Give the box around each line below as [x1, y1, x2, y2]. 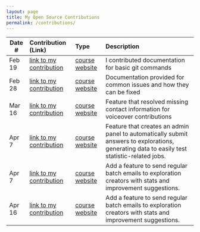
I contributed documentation [105, 56, 186, 64]
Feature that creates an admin [105, 123, 189, 131]
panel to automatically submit [105, 130, 188, 138]
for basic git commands [105, 64, 171, 72]
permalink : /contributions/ [6, 20, 76, 26]
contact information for [105, 105, 170, 114]
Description [105, 42, 140, 51]
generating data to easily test [105, 145, 187, 153]
